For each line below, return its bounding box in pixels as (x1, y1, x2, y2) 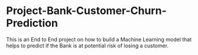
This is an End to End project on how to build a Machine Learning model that (6, 36, 192, 43)
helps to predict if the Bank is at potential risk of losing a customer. (6, 42, 169, 49)
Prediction (6, 16, 58, 30)
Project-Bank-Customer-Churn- (6, 4, 167, 18)
